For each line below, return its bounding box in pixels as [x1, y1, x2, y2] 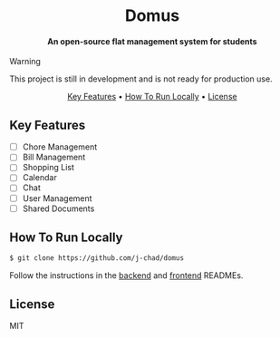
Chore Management [22, 141, 98, 152]
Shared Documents [22, 203, 95, 214]
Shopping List [22, 162, 75, 173]
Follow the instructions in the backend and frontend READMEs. [9, 270, 244, 281]
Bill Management [22, 151, 86, 163]
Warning [9, 56, 41, 67]
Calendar [22, 172, 57, 183]
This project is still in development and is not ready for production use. [9, 73, 274, 84]
